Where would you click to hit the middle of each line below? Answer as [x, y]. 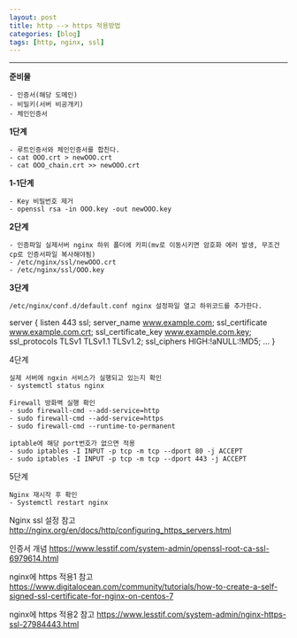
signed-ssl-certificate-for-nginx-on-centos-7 [91, 596]
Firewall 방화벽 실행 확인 [52, 403]
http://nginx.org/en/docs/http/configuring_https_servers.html [120, 530]
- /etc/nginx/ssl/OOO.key [57, 270]
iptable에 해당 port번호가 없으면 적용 [72, 444]
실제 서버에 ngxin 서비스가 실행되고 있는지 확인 [85, 378]
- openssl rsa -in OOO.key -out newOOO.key [91, 209]
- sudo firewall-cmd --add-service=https [87, 419]
